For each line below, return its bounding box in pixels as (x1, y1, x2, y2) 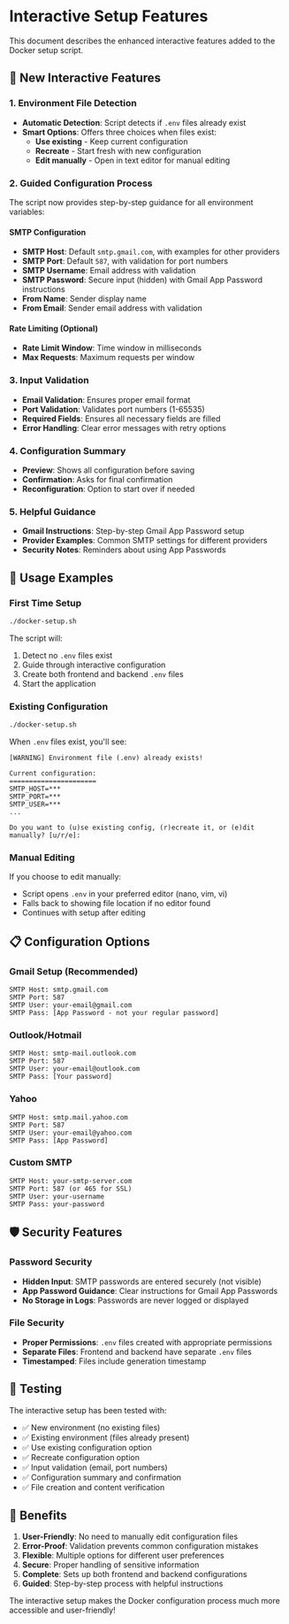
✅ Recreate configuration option (21, 1451, 140, 1462)
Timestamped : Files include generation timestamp (21, 1356, 207, 1366)
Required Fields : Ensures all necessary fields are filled (21, 413, 221, 424)
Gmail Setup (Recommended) (9, 965, 139, 977)
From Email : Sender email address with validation (21, 303, 203, 313)
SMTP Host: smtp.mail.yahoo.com (9, 1112, 128, 1121)
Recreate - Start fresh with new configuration (34, 145, 202, 156)
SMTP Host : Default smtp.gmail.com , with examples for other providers (21, 246, 280, 258)
